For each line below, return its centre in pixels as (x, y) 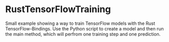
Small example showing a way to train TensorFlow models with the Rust (80, 23)
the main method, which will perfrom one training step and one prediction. (83, 34)
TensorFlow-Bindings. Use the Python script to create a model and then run (84, 28)
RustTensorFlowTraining (58, 9)
